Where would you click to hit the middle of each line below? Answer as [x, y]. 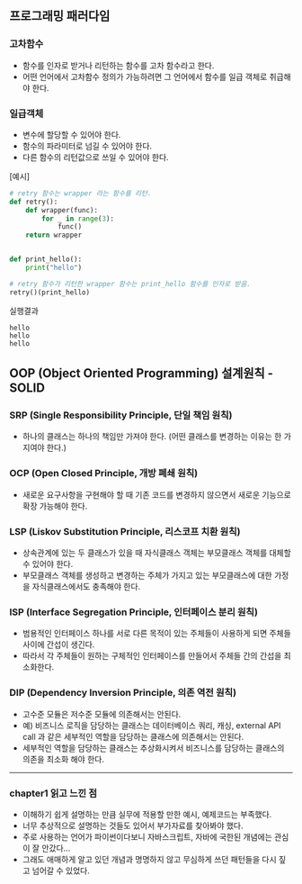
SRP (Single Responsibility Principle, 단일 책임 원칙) [121, 415]
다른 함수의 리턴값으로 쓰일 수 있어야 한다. [95, 157]
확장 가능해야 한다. [55, 506]
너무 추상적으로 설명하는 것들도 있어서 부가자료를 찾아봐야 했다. [133, 825]
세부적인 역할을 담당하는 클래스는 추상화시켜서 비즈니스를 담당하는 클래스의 [153, 748]
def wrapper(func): [62, 210]
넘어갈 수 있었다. [61, 870]
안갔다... [56, 848]
